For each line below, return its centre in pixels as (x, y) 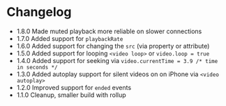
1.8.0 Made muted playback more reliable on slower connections (109, 31)
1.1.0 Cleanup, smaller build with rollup (71, 95)
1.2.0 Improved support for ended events (74, 87)
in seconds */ (37, 67)
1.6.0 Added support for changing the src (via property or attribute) (113, 46)
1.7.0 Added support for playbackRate (70, 38)
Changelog (39, 12)
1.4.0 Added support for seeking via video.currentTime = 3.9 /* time (117, 60)
